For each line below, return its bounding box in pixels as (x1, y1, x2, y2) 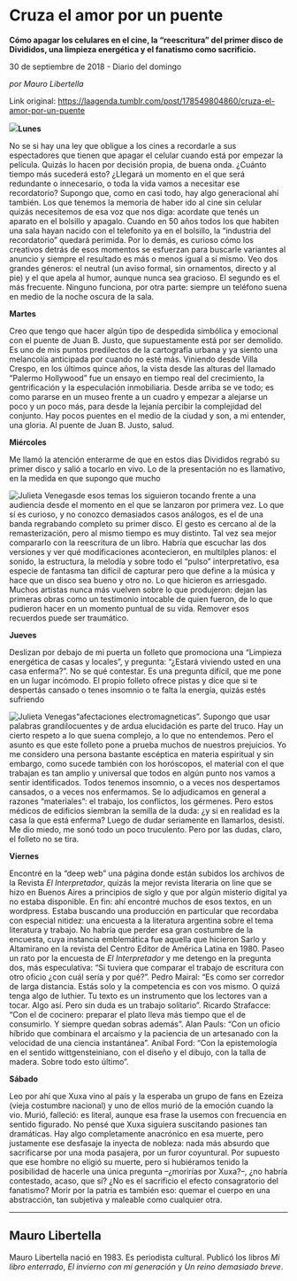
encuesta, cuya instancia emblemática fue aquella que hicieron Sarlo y (9, 933, 267, 944)
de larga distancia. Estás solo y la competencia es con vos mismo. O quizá (9, 980, 280, 991)
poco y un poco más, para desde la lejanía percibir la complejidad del (9, 401, 263, 411)
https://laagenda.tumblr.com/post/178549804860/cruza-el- (57, 95, 276, 106)
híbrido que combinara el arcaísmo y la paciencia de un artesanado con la (9, 1027, 278, 1038)
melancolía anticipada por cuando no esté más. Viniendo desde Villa (9, 354, 258, 364)
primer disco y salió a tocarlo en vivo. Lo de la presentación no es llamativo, (9, 463, 286, 474)
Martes (9, 308, 37, 319)
